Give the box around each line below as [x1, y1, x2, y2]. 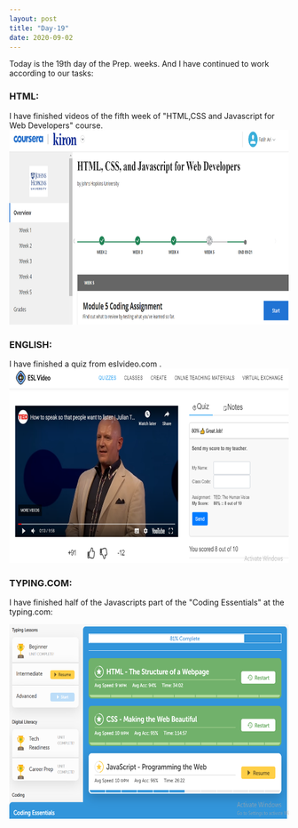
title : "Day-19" [9, 23, 69, 33]
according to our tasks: [9, 68, 94, 79]
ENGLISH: [9, 338, 52, 350]
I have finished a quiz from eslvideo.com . [9, 358, 162, 369]
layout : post [9, 14, 58, 23]
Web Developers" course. [9, 120, 104, 131]
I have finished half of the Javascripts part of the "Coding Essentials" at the [9, 597, 285, 608]
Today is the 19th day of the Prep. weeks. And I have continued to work [9, 59, 270, 69]
